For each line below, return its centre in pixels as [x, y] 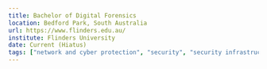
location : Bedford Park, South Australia [78, 23]
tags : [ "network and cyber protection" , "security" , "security [115, 52]
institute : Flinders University [62, 38]
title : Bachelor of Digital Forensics [72, 15]
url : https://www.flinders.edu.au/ [67, 30]
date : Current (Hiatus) [48, 45]
